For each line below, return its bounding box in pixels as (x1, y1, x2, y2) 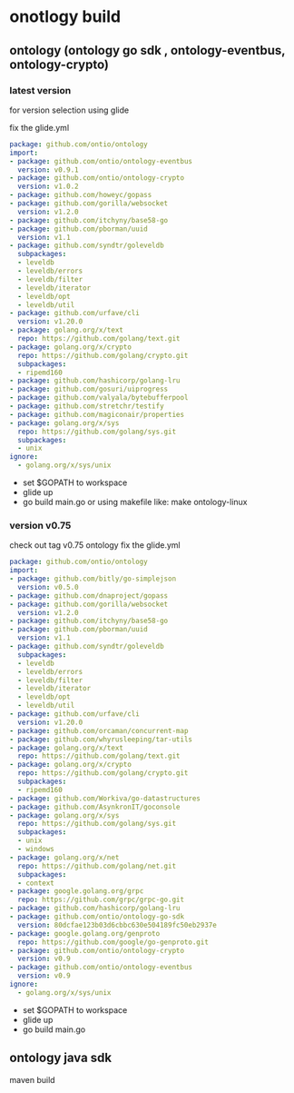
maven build (9, 1074, 56, 1085)
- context (17, 879, 54, 888)
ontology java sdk (9, 1050, 113, 1066)
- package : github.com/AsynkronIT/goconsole (9, 802, 181, 811)
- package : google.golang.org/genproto (9, 929, 161, 938)
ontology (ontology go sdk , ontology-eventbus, (9, 43, 286, 58)
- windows (17, 845, 54, 854)
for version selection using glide (9, 104, 130, 115)
